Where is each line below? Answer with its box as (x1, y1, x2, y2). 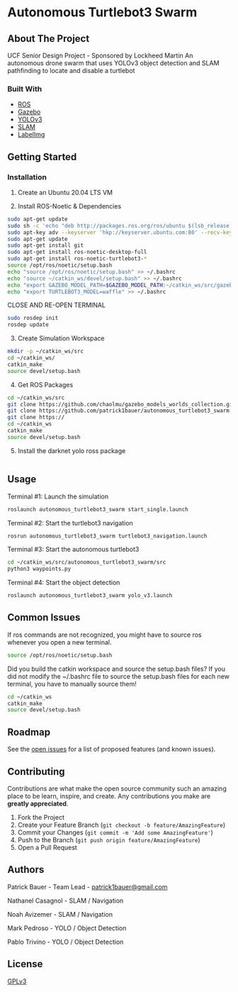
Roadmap (7, 726, 51, 738)
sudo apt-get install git (7, 242, 84, 249)
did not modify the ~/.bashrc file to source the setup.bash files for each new (7, 671, 230, 681)
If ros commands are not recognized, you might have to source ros (7, 630, 202, 639)
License (7, 958, 43, 970)
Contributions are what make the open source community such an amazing (7, 784, 227, 793)
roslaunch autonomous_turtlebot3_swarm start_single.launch (7, 506, 189, 513)
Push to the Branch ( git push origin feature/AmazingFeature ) (17, 835, 200, 844)
